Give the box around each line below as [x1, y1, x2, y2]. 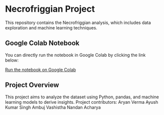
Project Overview [5, 81, 59, 89]
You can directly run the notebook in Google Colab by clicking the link [5, 52, 146, 58]
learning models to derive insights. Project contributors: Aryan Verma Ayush [5, 99, 158, 105]
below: [5, 57, 19, 63]
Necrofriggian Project [5, 3, 95, 15]
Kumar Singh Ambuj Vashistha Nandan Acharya [5, 104, 101, 110]
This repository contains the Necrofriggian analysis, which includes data [5, 20, 151, 25]
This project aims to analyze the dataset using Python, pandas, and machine [5, 94, 159, 100]
